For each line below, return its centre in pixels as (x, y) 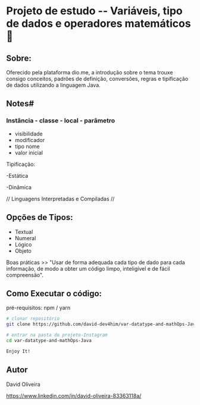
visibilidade (29, 134)
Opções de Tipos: (40, 217)
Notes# (20, 104)
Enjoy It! (18, 351)
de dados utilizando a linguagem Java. (54, 85)
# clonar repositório (33, 319)
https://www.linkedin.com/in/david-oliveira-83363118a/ (74, 395)
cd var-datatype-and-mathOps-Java (49, 340)
